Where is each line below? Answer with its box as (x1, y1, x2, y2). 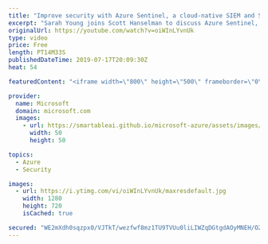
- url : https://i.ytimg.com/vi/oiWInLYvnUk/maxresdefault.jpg (15, 188, 227, 196)
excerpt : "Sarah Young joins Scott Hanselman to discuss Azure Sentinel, (8, 19, 259, 27)
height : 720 (22, 202, 62, 211)
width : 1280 (22, 195, 62, 203)
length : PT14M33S (8, 48, 66, 56)
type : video (8, 33, 48, 42)
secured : (8, 223, 37, 231)
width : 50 (29, 129, 62, 137)
